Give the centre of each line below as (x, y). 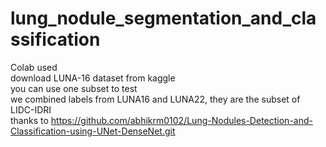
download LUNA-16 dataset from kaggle (93, 78)
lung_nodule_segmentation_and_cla (163, 18)
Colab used (34, 67)
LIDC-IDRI (31, 109)
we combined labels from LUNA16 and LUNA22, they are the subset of (155, 99)
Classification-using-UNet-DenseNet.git (93, 131)
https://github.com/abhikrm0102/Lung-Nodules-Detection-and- (181, 120)
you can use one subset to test (74, 88)
